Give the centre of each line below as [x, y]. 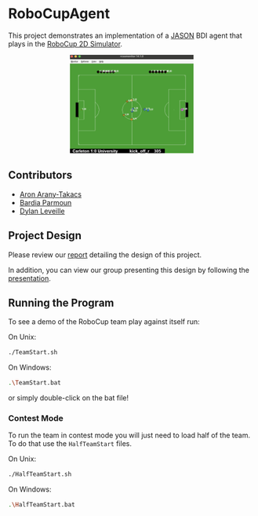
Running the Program [61, 302]
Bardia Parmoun [45, 202]
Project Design [45, 236]
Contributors [40, 175]
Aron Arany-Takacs [51, 194]
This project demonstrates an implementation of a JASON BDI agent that [125, 35]
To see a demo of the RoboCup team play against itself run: [104, 322]
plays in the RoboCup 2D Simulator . [65, 43]
